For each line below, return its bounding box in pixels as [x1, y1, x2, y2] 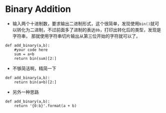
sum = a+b [14, 51, 35, 57]
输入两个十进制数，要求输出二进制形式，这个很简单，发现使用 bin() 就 [12, 20, 155, 26]
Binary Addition [5, 3, 71, 15]
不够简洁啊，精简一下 [12, 65, 56, 71]
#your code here [14, 47, 48, 52]
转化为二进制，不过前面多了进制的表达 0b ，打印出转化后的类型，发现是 [16, 26, 162, 33]
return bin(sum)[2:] [14, 56, 57, 61]
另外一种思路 [12, 89, 39, 95]
